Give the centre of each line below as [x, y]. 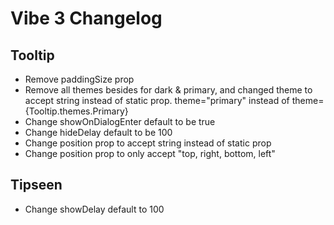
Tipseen [36, 185]
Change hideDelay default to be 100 [98, 132]
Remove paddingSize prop [79, 79]
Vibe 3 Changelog [86, 18]
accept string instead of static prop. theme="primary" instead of [157, 100]
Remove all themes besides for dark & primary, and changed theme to [168, 90]
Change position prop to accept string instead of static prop [148, 143]
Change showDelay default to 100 [94, 209]
